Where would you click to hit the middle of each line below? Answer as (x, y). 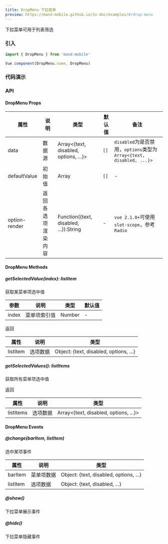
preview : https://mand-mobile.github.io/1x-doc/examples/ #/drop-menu (79, 15)
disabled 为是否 (132, 142)
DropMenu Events (24, 427)
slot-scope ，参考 (134, 225)
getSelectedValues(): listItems (37, 366)
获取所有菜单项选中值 (27, 379)
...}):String (69, 229)
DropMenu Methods (26, 267)
